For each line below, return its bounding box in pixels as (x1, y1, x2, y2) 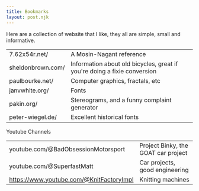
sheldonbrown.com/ (9, 63, 65, 72)
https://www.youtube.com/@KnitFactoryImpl (9, 175, 134, 183)
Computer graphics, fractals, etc (70, 76, 161, 85)
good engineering (139, 166, 189, 174)
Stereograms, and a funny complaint (70, 96, 172, 104)
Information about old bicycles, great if (70, 60, 178, 68)
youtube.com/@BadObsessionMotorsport (9, 145, 126, 153)
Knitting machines (139, 175, 190, 183)
